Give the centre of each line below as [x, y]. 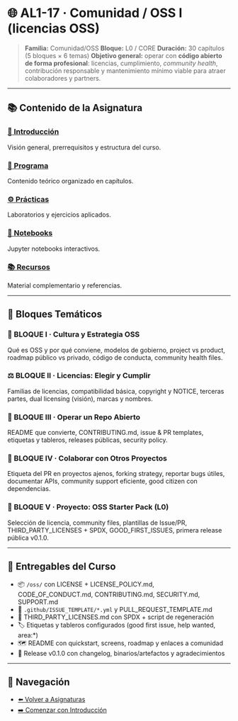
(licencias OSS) [54, 29]
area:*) [28, 635]
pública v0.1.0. [28, 538]
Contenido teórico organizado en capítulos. [70, 181]
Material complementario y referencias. [65, 285]
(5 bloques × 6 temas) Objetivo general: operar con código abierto [123, 55]
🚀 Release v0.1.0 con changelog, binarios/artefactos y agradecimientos [121, 653]
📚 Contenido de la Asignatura [75, 108]
